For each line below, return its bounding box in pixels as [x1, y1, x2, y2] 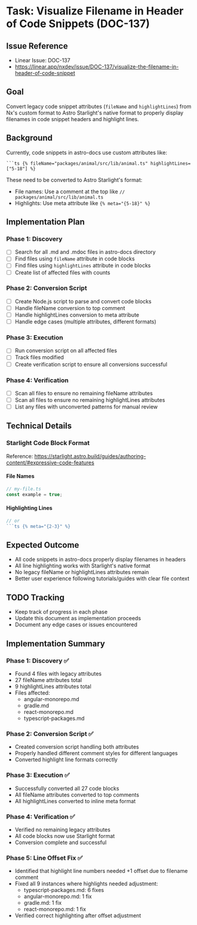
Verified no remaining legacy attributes [14, 826, 110, 833]
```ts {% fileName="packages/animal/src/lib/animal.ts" [6, 160, 148, 166]
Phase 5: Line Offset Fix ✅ [6, 854, 83, 862]
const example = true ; [6, 491, 63, 497]
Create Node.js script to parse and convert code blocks [14, 298, 152, 305]
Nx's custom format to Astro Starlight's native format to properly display [6, 109, 184, 116]
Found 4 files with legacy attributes [14, 670, 102, 677]
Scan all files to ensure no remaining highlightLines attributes [14, 396, 165, 403]
